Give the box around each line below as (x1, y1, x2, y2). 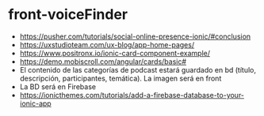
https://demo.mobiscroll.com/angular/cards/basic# (19, 57, 187, 66)
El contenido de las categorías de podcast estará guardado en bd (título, (19, 65, 256, 74)
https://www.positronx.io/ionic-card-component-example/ (19, 48, 211, 58)
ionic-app (19, 99, 52, 108)
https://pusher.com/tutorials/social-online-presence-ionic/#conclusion (19, 32, 251, 41)
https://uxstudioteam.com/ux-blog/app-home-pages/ (19, 39, 195, 49)
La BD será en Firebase (19, 81, 97, 92)
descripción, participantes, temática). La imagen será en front (19, 73, 222, 83)
